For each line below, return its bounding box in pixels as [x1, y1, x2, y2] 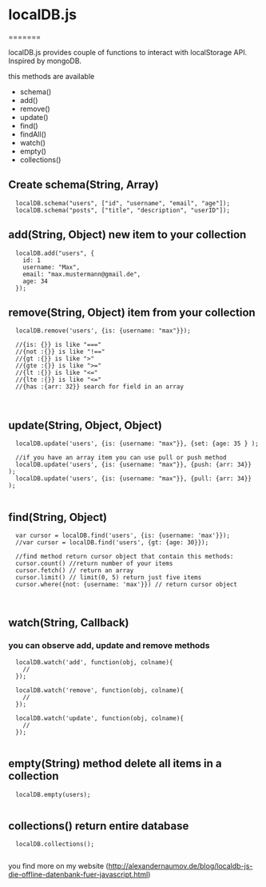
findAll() [19, 129, 46, 139]
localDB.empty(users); [15, 790, 91, 798]
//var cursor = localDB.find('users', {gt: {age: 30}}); [15, 539, 209, 547]
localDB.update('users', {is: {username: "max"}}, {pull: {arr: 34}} [15, 475, 252, 483]
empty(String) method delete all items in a [8, 757, 222, 770]
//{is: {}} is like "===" [15, 341, 102, 349]
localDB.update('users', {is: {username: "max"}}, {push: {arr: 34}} [15, 461, 252, 469]
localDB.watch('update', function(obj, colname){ [15, 714, 184, 722]
